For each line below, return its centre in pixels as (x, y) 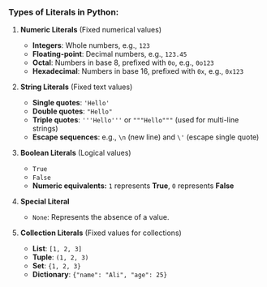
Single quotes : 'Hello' (71, 103)
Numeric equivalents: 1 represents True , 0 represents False (133, 186)
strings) (45, 129)
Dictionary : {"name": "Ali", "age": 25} (100, 275)
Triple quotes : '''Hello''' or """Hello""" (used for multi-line (136, 120)
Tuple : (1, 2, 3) (60, 257)
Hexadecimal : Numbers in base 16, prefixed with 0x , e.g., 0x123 (138, 71)
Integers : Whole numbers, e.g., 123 (91, 45)
